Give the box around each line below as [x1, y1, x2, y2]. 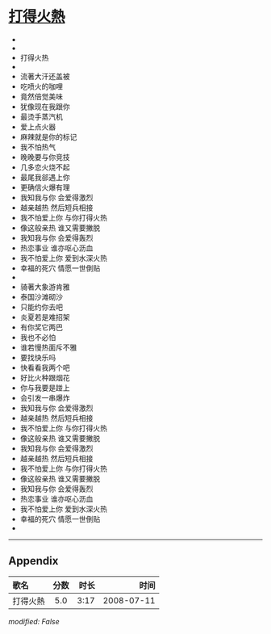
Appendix [8, 554, 59, 568]
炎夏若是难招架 [19, 312, 70, 321]
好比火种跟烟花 [19, 372, 70, 382]
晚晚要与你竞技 [19, 152, 70, 162]
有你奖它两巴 [19, 322, 63, 332]
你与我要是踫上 [19, 383, 70, 393]
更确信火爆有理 [19, 183, 70, 192]
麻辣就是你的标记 [19, 132, 77, 141]
